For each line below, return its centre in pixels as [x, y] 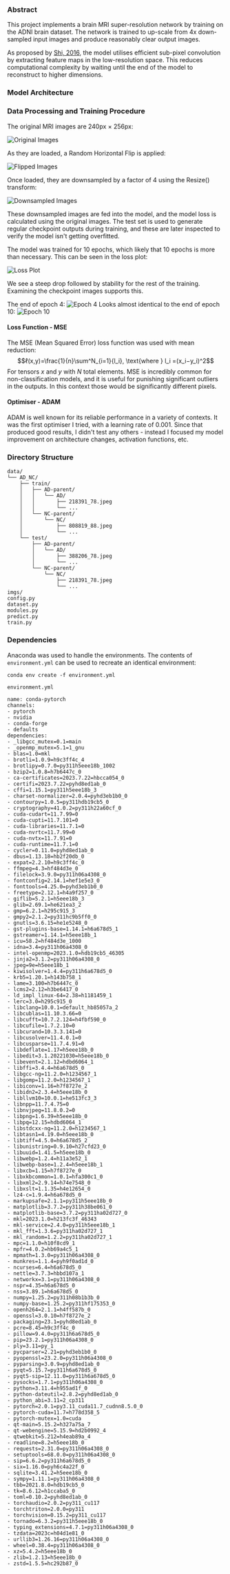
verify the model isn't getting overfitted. [63, 236]
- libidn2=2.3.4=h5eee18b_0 [48, 1092]
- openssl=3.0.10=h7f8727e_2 [49, 1316]
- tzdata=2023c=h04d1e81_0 [46, 1533]
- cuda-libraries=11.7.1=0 [46, 826]
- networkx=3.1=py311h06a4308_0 [53, 1279]
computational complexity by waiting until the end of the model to [100, 68]
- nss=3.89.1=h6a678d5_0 [43, 1292]
